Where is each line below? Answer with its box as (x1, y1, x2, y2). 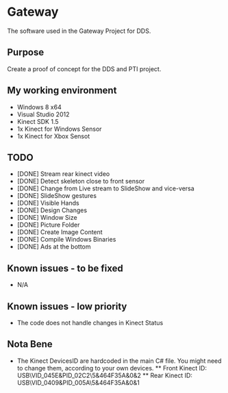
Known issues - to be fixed (7, 262, 123, 274)
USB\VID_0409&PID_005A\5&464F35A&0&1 (16, 378, 140, 387)
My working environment (7, 85, 117, 97)
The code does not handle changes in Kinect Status (16, 319, 164, 327)
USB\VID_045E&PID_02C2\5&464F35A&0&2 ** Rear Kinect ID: (16, 371, 193, 379)
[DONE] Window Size (16, 214, 77, 222)
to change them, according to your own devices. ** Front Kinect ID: (16, 364, 207, 372)
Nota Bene (7, 338, 53, 350)
